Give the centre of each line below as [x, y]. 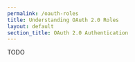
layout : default [30, 26]
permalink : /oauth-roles [43, 13]
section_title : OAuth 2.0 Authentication [68, 33]
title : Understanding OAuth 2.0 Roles [63, 20]
